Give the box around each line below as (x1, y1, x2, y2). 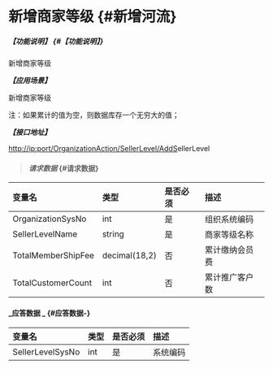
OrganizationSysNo (12, 213, 87, 224)
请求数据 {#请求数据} (28, 163, 99, 173)
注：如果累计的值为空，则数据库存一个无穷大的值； (8, 111, 180, 120)
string (102, 228, 124, 240)
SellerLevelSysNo (12, 346, 80, 358)
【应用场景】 (8, 76, 51, 85)
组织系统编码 (204, 214, 254, 225)
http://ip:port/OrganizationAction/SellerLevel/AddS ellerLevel (8, 144, 210, 154)
